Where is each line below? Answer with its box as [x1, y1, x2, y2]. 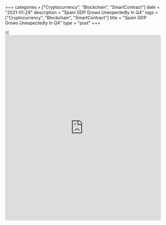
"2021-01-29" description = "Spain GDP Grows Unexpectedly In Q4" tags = [5, 9, 158, 15]
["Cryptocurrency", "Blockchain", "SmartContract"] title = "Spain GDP [5, 15, 147, 20]
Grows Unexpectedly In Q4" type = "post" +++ [5, 20, 101, 26]
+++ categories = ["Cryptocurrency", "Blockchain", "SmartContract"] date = [5, 4, 160, 10]
